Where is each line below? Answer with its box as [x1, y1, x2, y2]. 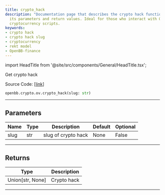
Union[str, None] [7, 177, 47, 183]
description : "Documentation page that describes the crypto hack [5, 12, 144, 17]
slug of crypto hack [43, 131, 88, 138]
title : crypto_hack [5, 7, 45, 12]
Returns [5, 154, 30, 162]
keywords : [5, 26, 26, 31]
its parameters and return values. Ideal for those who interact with [9, 16, 157, 21]
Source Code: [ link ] [5, 81, 45, 87]
